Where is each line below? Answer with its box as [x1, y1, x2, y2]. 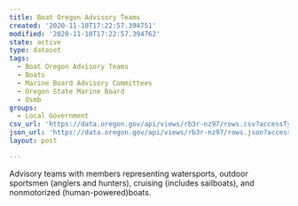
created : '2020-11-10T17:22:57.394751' [9, 21, 157, 30]
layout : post [9, 136, 58, 145]
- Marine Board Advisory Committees [17, 79, 153, 88]
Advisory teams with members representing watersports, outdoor [9, 168, 248, 179]
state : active [9, 37, 62, 47]
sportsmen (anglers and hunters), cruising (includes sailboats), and [9, 178, 255, 188]
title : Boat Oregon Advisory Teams [9, 12, 141, 22]
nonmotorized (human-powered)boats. [9, 187, 152, 197]
